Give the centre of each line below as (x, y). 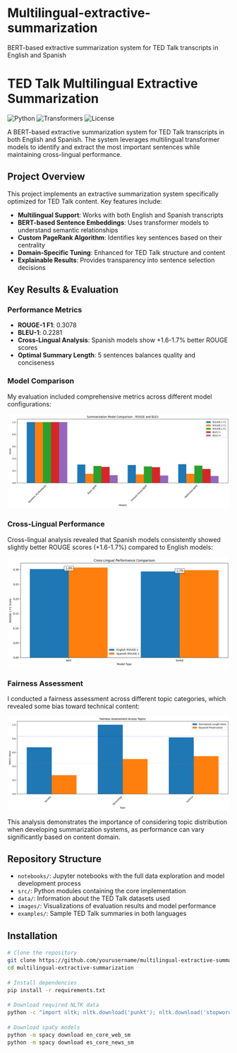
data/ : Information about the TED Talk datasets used (94, 898)
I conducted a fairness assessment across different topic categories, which (117, 698)
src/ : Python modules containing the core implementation (102, 891)
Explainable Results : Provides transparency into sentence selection (116, 260)
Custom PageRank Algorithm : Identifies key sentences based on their (120, 237)
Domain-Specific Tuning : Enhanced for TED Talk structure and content (121, 252)
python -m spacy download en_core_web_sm (69, 1035)
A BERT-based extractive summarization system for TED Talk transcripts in (116, 131)
